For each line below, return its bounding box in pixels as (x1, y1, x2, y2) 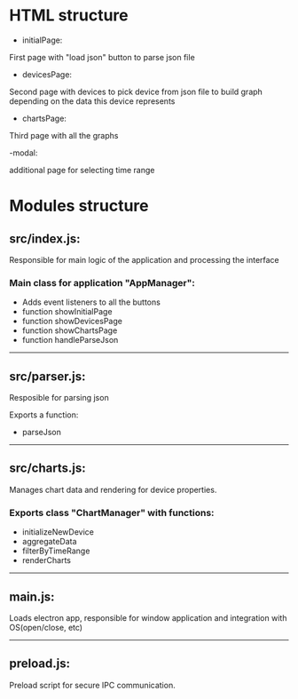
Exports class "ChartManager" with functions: (9, 506, 215, 519)
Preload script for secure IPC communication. (9, 679, 176, 690)
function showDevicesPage (21, 316, 122, 327)
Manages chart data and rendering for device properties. (9, 484, 217, 495)
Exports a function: (9, 409, 79, 420)
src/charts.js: (9, 461, 86, 476)
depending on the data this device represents (9, 95, 176, 107)
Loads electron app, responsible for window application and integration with (9, 612, 287, 623)
